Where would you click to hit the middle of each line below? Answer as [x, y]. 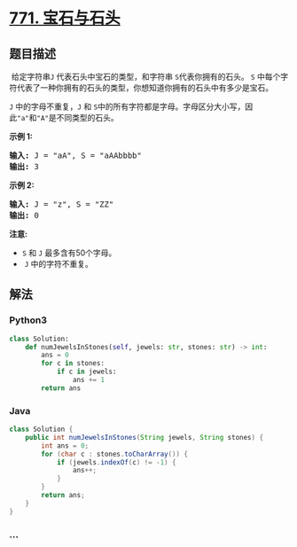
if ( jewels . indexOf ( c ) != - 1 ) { [116, 462]
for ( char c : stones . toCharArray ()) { [115, 454]
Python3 [28, 320]
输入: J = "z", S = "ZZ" [62, 204]
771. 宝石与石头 [65, 18]
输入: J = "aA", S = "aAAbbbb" [75, 156]
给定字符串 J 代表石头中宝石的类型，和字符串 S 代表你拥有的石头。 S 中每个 [146, 77]
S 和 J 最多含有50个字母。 [69, 253]
